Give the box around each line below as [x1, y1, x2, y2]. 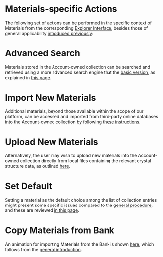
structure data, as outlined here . [5, 163, 71, 169]
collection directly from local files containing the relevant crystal [20, 157, 151, 164]
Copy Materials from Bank [5, 224, 115, 236]
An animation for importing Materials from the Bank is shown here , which [5, 241, 154, 247]
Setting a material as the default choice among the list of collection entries [5, 197, 157, 203]
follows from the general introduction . [5, 246, 82, 252]
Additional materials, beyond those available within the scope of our [5, 108, 144, 114]
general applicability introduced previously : [5, 30, 94, 36]
